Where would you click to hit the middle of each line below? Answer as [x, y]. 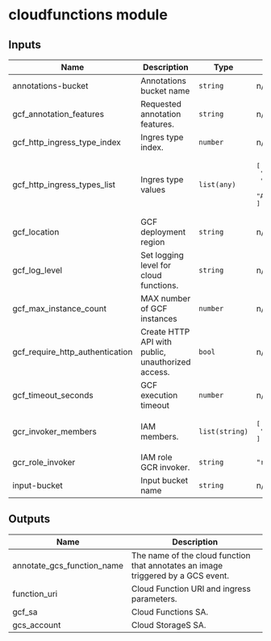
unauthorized [166, 362]
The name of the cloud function [191, 556]
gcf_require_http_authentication [73, 352]
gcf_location [36, 232]
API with [156, 342]
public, [154, 352]
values [153, 189]
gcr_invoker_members [54, 431]
